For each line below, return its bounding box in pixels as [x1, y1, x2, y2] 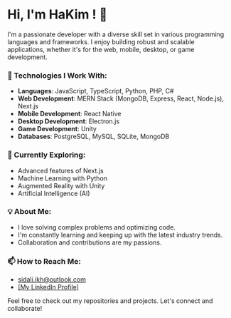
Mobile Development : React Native [17, 110, 122, 118]
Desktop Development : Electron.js [17, 117, 119, 125]
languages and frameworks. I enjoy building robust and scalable [7, 37, 195, 46]
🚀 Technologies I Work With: [7, 71, 108, 81]
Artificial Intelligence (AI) [17, 189, 90, 198]
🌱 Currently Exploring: [7, 150, 86, 160]
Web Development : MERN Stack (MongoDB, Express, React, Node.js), [17, 94, 224, 103]
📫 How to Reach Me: [7, 256, 82, 266]
